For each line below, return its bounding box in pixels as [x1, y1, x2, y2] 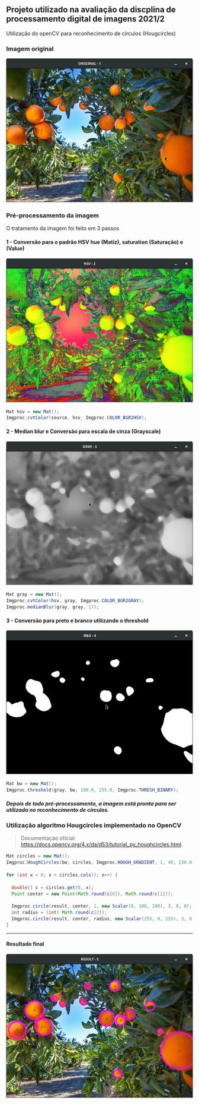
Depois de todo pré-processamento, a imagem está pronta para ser [6, 800, 176, 807]
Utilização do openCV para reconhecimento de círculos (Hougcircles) [6, 30, 176, 37]
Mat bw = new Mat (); [6, 781, 57, 787]
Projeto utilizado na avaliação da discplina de [6, 5, 176, 15]
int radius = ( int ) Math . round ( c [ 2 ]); [11, 910, 108, 916]
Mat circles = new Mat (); [6, 853, 70, 859]
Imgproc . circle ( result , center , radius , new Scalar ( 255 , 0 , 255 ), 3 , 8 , [11, 916, 195, 922]
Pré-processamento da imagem [6, 211, 99, 219]
